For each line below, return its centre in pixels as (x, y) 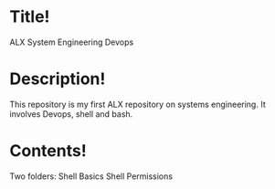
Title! (30, 17)
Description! (58, 79)
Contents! (48, 151)
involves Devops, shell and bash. (71, 114)
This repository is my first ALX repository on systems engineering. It (138, 104)
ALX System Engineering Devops (72, 42)
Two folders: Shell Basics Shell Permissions (91, 176)
